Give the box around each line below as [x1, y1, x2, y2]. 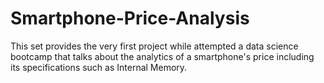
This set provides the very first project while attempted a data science [10, 40, 299, 52]
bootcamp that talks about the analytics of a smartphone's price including [10, 50, 315, 62]
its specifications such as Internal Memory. [10, 61, 188, 73]
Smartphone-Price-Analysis [10, 7, 250, 30]
